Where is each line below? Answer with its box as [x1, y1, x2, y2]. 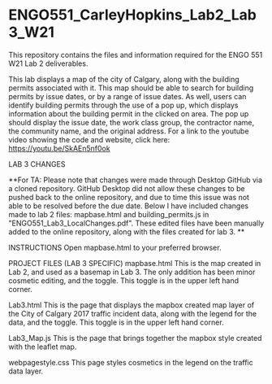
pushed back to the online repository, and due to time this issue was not [8, 192, 250, 202]
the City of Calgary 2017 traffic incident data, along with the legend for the [8, 308, 257, 318]
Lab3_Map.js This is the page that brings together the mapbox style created [8, 333, 262, 343]
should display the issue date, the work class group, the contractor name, [8, 117, 254, 127]
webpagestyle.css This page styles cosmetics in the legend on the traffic [8, 357, 253, 367]
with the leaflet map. [8, 342, 77, 351]
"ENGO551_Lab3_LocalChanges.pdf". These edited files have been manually [8, 218, 265, 228]
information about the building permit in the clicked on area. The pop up [8, 108, 249, 119]
